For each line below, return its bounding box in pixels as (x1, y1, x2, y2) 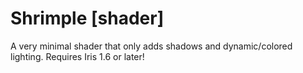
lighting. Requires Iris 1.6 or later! (10, 50, 145, 62)
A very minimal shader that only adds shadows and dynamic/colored (10, 40, 293, 52)
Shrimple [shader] (10, 7, 165, 30)
